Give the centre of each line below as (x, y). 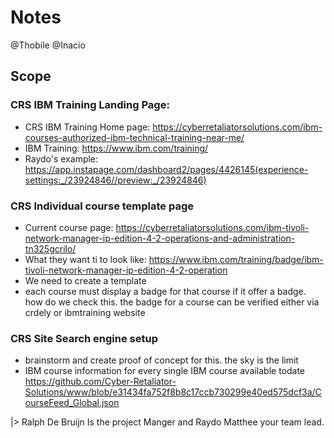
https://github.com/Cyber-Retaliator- (100, 382)
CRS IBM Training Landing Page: (90, 105)
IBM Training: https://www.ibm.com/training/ (116, 148)
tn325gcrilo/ (50, 248)
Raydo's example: (61, 158)
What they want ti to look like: (85, 259)
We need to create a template (85, 280)
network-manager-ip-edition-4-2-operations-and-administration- (160, 238)
